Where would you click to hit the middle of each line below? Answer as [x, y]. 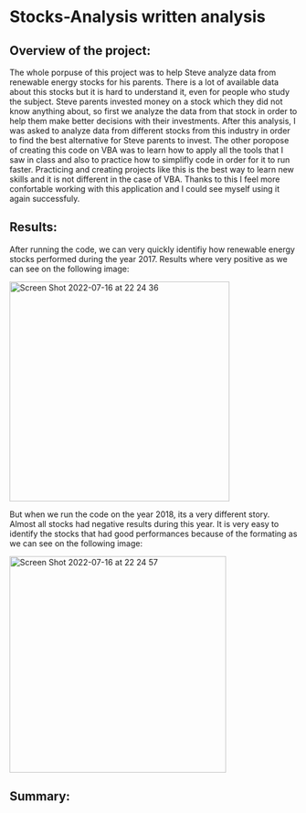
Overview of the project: [80, 51]
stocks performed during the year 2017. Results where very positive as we [148, 259]
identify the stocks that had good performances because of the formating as [153, 533]
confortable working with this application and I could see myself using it [145, 189]
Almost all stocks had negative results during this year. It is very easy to [144, 523]
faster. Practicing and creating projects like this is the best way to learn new [152, 169]
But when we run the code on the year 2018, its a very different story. [140, 514]
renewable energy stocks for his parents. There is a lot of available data [144, 82]
